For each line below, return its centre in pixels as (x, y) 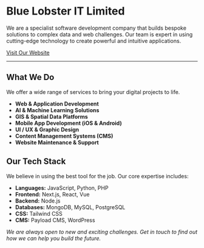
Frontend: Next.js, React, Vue (52, 194)
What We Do (30, 77)
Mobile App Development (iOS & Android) (69, 123)
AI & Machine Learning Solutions (57, 110)
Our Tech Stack (36, 162)
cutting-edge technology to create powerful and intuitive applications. (94, 41)
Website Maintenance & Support (57, 142)
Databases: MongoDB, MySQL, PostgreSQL (70, 207)
